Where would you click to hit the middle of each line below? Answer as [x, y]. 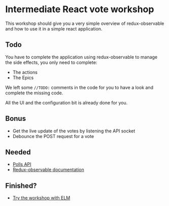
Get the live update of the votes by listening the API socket [74, 131]
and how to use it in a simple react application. [54, 28]
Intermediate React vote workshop [80, 9]
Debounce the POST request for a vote [53, 136]
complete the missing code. [34, 93]
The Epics [23, 78]
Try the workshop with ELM [41, 198]
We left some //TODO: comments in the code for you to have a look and [79, 87]
